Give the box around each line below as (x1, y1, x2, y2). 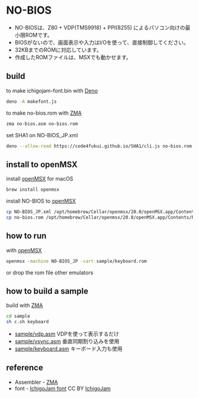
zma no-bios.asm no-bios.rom (6, 121, 78, 127)
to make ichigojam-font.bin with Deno (6, 87, 98, 94)
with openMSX (6, 247, 43, 254)
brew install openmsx (6, 187, 60, 193)
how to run (6, 231, 47, 241)
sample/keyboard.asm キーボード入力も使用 (14, 345, 123, 352)
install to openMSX (6, 159, 78, 169)
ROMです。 (25, 31, 53, 39)
